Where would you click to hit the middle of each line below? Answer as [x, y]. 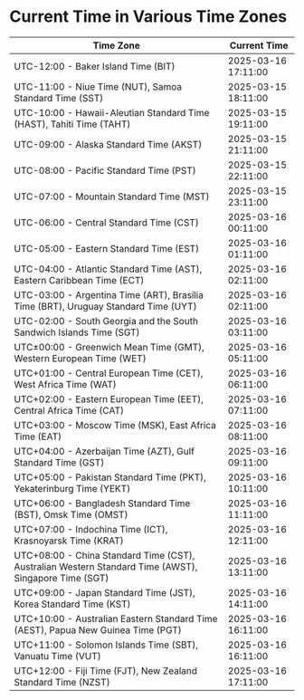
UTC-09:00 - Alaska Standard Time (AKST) [108, 144]
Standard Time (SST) [59, 98]
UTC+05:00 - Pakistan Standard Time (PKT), [110, 477]
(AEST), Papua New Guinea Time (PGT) [98, 629]
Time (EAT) [38, 436]
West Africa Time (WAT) [66, 384]
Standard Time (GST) [59, 462]
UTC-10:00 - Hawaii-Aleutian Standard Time [112, 112]
